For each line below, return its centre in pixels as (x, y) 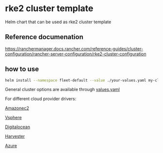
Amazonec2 (17, 108)
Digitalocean (18, 127)
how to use (22, 69)
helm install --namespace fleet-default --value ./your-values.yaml (76, 80)
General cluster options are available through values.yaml (62, 90)
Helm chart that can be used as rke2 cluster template (58, 22)
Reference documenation (44, 37)
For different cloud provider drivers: (41, 99)
